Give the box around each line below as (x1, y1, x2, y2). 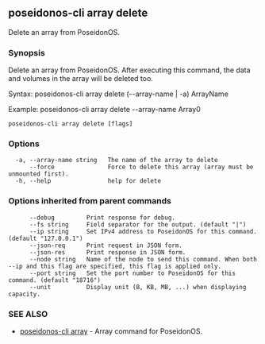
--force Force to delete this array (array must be (29, 163, 254, 172)
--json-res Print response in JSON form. (29, 248, 186, 257)
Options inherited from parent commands (8, 195, 172, 207)
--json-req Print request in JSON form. (29, 242, 182, 249)
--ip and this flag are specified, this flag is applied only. (8, 262, 222, 270)
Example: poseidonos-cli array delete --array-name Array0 (8, 105, 201, 114)
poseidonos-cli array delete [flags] (8, 120, 133, 128)
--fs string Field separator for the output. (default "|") (29, 220, 247, 229)
